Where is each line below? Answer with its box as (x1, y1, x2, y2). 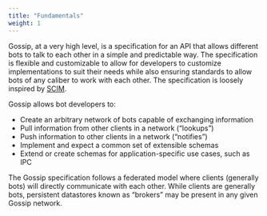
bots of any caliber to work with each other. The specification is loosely (8, 75, 244, 85)
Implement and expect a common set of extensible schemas (19, 140, 219, 150)
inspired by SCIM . (8, 83, 67, 93)
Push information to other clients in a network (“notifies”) (19, 131, 208, 141)
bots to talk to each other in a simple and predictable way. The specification (8, 50, 258, 59)
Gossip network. (8, 198, 62, 208)
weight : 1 (8, 19, 42, 27)
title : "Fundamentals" (8, 11, 84, 20)
